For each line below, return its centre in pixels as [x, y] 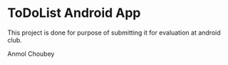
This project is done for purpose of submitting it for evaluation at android [114, 32]
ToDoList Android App [74, 13]
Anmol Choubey [31, 54]
